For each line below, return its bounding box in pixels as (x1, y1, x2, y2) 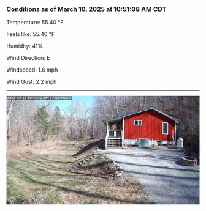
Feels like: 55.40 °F (6, 31, 55, 38)
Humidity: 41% (6, 42, 44, 50)
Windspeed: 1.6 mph (6, 66, 58, 73)
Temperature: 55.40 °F (6, 19, 64, 26)
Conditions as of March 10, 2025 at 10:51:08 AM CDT (6, 5, 167, 13)
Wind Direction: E (6, 54, 50, 62)
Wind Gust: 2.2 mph (6, 78, 57, 86)
